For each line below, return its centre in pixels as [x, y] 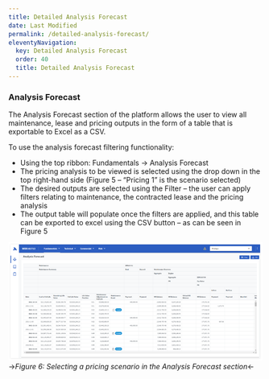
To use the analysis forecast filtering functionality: [91, 147]
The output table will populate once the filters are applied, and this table [139, 214]
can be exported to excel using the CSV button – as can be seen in [130, 223]
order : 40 [32, 60]
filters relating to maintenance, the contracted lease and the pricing [132, 197]
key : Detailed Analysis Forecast [72, 51]
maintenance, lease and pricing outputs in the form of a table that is [121, 123]
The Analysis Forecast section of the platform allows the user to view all [128, 115]
